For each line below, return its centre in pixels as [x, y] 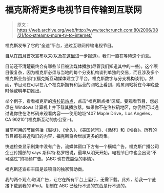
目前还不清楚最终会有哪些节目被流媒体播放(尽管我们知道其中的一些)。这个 [79, 66]
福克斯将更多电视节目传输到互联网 [74, 10]
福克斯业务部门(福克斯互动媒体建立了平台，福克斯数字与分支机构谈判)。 [77, 78]
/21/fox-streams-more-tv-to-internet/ [54, 35]
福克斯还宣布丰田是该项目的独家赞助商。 [46, 169]
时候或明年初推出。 [24, 91]
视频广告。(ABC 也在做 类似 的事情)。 [61, 158]
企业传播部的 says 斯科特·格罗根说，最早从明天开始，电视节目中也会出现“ [79, 152]
